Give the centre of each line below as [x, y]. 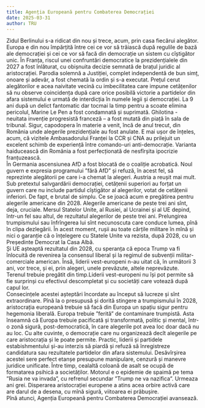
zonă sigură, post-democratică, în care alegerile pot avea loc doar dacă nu [105, 327]
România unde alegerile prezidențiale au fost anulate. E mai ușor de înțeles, [101, 132]
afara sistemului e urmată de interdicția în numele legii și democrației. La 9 [100, 99]
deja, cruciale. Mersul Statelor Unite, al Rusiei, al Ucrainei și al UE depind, [99, 210]
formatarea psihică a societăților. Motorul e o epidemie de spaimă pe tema [100, 372]
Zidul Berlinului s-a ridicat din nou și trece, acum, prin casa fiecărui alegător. [102, 41]
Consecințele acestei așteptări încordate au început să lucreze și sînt [93, 294]
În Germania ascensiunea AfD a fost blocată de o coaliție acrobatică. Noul [99, 164]
